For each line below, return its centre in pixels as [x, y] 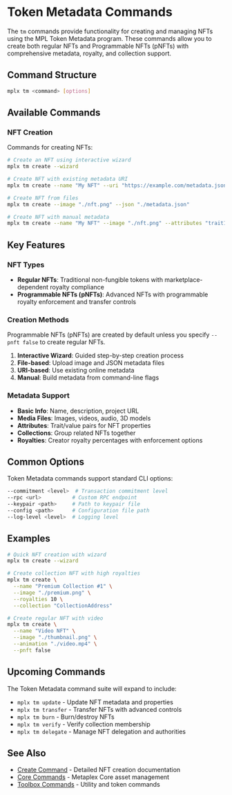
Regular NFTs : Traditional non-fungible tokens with [90, 280]
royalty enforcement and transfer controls [77, 302]
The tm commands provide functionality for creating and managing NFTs [110, 31]
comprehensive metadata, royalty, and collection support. [89, 53]
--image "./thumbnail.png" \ [55, 638]
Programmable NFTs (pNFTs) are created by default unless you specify [108, 335]
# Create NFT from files [43, 198]
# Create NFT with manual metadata [58, 217]
